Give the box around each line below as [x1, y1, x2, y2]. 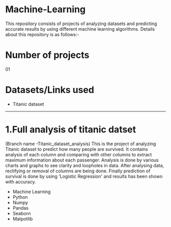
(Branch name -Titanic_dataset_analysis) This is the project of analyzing [5, 141, 156, 147]
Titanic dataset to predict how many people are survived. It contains [5, 146, 148, 152]
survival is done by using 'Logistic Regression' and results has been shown [5, 173, 163, 179]
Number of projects [5, 50, 90, 61]
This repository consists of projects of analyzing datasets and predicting [5, 20, 157, 27]
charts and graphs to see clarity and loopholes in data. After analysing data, [5, 162, 164, 168]
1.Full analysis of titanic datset [5, 124, 136, 135]
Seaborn [12, 210, 31, 216]
